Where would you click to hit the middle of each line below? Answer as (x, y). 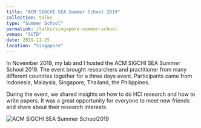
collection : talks (29, 18)
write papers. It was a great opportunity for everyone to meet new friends (98, 100)
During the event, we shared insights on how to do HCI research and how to (101, 94)
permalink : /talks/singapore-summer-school (62, 29)
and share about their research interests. (57, 107)
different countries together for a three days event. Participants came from (99, 76)
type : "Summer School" (35, 23)
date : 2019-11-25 (28, 40)
